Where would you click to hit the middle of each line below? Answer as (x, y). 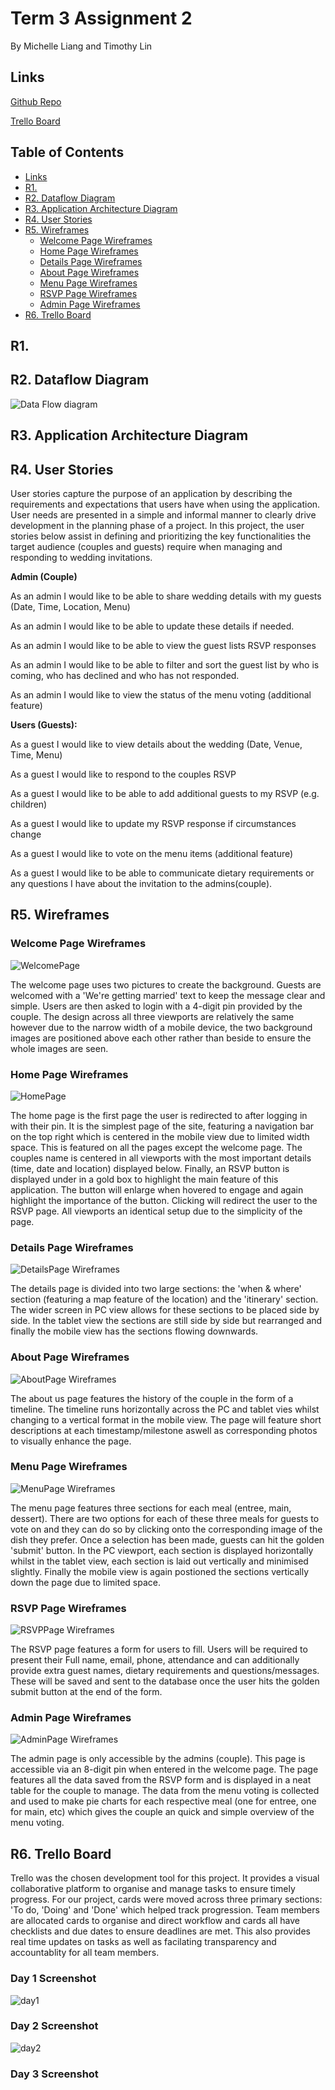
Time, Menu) (36, 754)
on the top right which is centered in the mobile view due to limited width (160, 1136)
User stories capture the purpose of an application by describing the (151, 493)
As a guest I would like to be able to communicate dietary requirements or (162, 873)
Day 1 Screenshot (53, 1979)
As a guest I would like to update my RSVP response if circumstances (153, 823)
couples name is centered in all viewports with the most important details (161, 1158)
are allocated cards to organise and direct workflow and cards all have (155, 1921)
